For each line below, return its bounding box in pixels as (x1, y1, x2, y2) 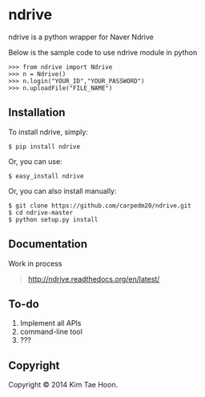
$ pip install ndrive (8, 142, 81, 150)
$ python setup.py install (8, 215, 98, 223)
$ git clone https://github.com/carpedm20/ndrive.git (8, 202, 192, 210)
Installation (8, 106, 66, 119)
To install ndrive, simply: (8, 126, 88, 137)
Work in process (8, 259, 62, 268)
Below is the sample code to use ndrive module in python (8, 47, 198, 57)
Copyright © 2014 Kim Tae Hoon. (8, 380, 119, 390)
